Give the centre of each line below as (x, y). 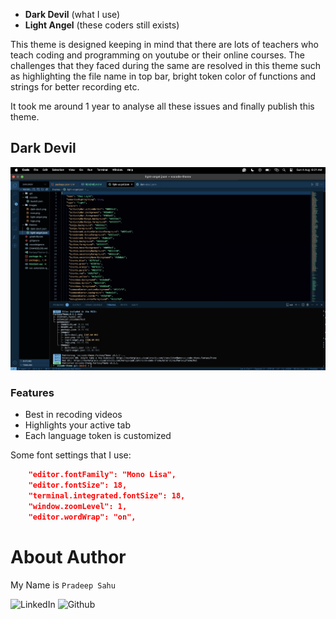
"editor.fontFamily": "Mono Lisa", (102, 475)
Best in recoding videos (73, 415)
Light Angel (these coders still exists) (102, 25)
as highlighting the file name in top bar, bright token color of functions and (163, 76)
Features (32, 392)
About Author (68, 556)
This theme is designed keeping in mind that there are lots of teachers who (164, 44)
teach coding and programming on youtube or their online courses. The (157, 55)
